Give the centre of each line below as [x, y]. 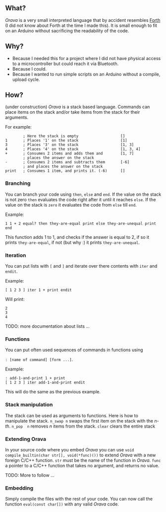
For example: [19, 127]
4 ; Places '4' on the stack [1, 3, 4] [73, 149]
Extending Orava [26, 439]
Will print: [15, 299]
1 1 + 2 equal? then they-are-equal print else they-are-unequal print [81, 223]
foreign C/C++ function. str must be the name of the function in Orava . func [83, 460]
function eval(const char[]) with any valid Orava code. [62, 504]
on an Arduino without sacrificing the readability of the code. [67, 31]
